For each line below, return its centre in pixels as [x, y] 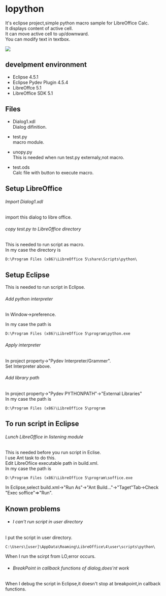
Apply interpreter [23, 345]
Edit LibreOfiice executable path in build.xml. [52, 463]
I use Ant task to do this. [30, 458]
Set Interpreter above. [28, 366]
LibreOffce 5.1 [27, 87]
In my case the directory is [33, 250]
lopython [25, 9]
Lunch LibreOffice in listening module [44, 437]
